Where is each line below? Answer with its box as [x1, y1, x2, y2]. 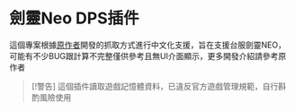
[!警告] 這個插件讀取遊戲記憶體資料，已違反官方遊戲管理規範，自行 [31, 81, 279, 91]
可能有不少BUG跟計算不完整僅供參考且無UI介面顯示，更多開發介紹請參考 [9, 50, 279, 61]
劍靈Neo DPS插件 [9, 8, 139, 29]
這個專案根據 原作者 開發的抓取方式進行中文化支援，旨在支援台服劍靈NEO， [9, 39, 286, 50]
